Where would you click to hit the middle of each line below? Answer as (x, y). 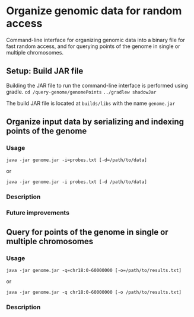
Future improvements (38, 213)
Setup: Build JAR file (45, 71)
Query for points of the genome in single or (87, 232)
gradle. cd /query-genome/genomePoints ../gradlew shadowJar (81, 92)
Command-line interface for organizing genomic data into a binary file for (96, 40)
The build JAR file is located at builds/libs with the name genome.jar (91, 103)
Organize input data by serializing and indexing (95, 122)
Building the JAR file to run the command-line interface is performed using (97, 85)
